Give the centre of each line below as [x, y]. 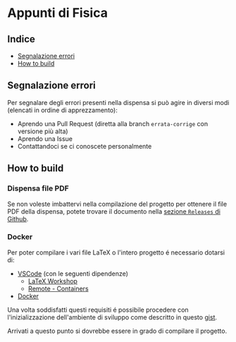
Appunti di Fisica [57, 13]
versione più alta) [43, 131]
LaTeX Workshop [52, 281]
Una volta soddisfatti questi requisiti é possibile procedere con [98, 310]
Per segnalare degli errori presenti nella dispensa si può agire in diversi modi [118, 102]
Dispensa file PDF [38, 188]
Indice [21, 39]
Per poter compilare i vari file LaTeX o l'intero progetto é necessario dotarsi [116, 252]
